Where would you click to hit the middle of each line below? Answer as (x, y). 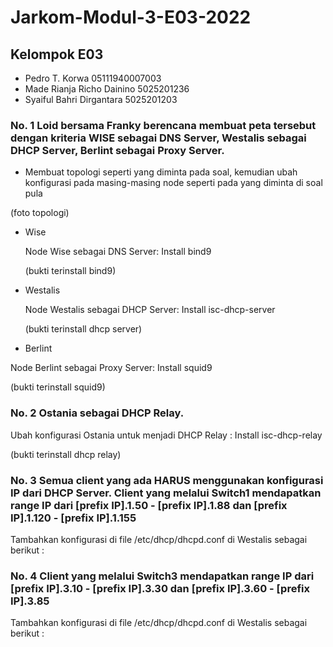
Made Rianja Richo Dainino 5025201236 (107, 89)
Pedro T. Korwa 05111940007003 (93, 78)
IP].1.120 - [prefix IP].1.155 (73, 518)
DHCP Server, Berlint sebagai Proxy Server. (117, 150)
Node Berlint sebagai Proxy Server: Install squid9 (111, 368)
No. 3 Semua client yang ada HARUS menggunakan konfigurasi (167, 480)
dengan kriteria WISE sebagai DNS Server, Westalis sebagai (158, 138)
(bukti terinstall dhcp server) (83, 329)
